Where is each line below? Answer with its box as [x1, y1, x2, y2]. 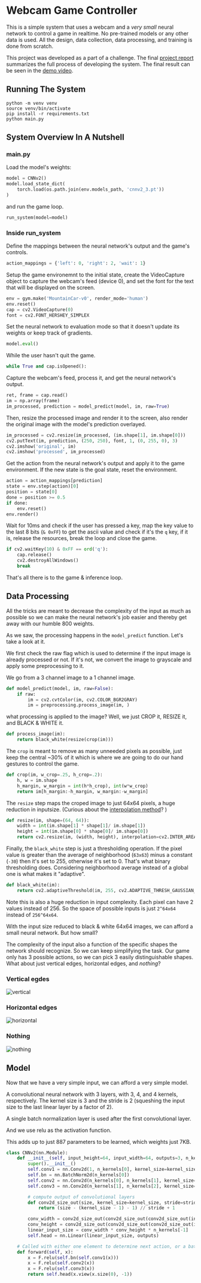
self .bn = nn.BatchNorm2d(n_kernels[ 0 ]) [28, 1172, 130, 1178]
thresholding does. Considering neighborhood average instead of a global [6, 864, 188, 871]
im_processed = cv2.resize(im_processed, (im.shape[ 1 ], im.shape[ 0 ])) [6, 432, 186, 438]
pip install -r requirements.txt [6, 110, 90, 117]
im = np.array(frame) [6, 398, 60, 404]
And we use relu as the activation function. [6, 1127, 112, 1134]
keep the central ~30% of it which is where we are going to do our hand [6, 754, 184, 761]
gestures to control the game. [6, 760, 80, 767]
